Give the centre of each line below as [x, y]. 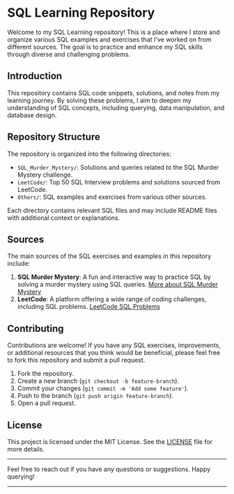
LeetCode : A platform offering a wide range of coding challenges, [112, 299]
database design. [32, 115]
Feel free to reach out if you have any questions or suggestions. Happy [109, 469]
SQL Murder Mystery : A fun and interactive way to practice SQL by [114, 277]
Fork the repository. [46, 374]
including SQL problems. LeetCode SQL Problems [88, 307]
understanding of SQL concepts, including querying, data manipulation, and [116, 107]
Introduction [35, 76]
